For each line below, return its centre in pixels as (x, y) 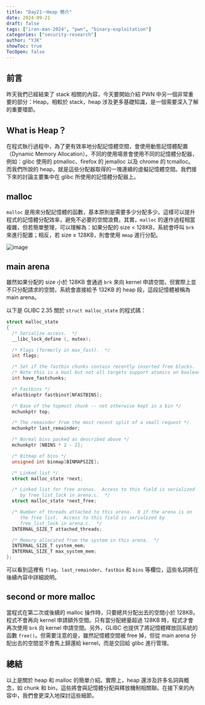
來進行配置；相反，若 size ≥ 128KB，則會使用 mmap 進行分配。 (84, 235)
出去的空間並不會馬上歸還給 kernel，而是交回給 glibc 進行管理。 (92, 643)
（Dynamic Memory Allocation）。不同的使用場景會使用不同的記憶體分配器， (102, 154)
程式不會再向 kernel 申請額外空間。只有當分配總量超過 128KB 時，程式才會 (100, 620)
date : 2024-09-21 (28, 18)
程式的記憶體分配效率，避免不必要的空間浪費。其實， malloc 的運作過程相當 (101, 220)
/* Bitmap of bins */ (39, 456)
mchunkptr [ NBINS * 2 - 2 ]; (48, 445)
